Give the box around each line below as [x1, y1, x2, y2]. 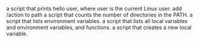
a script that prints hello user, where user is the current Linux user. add [6, 5, 182, 12]
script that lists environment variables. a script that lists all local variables [6, 18, 188, 24]
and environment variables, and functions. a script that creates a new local [6, 24, 192, 31]
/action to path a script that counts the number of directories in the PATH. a [6, 11, 193, 18]
